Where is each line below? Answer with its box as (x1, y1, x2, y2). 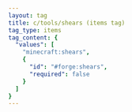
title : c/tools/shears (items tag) (8, 19, 126, 27)
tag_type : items (8, 26, 62, 34)
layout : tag (8, 11, 47, 20)
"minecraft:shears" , (22, 48, 90, 56)
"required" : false (28, 70, 90, 78)
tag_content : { (8, 33, 58, 42)
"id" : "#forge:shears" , (28, 63, 108, 71)
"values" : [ (15, 41, 55, 49)
